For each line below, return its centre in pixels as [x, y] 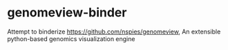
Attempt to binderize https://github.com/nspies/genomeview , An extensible [114, 32]
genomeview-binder [67, 13]
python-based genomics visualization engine [71, 38]
